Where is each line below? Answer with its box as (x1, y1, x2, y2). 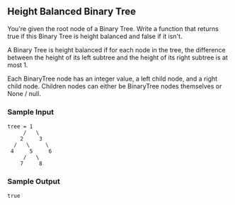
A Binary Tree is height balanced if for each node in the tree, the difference (7, 45, 227, 54)
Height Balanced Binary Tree (7, 6, 137, 18)
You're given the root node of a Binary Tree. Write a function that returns (7, 24, 219, 33)
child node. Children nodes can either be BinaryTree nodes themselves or (7, 81, 222, 90)
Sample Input (7, 107, 55, 117)
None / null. (7, 89, 41, 98)
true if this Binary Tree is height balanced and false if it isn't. (7, 32, 183, 40)
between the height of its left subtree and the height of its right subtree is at (7, 53, 228, 61)
